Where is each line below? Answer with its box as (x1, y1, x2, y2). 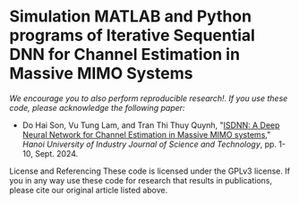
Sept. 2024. (34, 148, 79, 158)
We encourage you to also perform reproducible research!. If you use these (9, 92, 288, 104)
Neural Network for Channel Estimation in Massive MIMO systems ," (21, 129, 271, 140)
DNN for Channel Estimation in (9, 45, 240, 64)
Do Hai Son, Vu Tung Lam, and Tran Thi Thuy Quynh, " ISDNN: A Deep (21, 119, 280, 131)
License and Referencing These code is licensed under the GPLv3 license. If (9, 166, 291, 176)
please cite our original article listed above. (9, 184, 168, 195)
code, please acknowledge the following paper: (9, 102, 185, 113)
